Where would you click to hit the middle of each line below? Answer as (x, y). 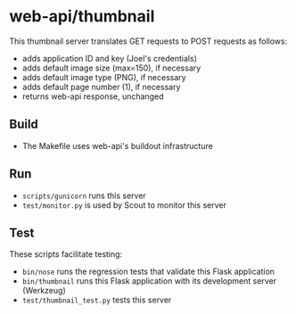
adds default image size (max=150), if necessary (111, 68)
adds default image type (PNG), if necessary (104, 77)
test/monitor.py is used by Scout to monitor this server (124, 205)
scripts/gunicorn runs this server (84, 195)
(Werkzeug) (44, 291)
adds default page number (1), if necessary (101, 87)
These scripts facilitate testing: (66, 254)
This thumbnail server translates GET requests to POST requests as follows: (148, 41)
